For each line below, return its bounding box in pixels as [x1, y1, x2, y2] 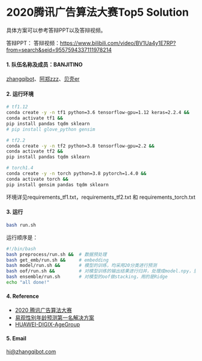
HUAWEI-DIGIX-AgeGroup [14, 321, 80, 328]
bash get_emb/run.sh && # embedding [6, 257, 109, 263]
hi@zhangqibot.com [6, 348, 57, 356]
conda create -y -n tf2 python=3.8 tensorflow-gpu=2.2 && [6, 143, 155, 149]
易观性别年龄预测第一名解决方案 [14, 314, 94, 321]
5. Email [6, 334, 26, 342]
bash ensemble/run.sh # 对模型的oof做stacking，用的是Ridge [6, 274, 168, 280]
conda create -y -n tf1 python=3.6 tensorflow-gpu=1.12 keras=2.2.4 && [6, 110, 189, 116]
